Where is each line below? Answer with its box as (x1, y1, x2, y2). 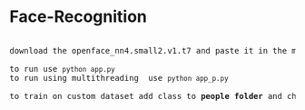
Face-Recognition (9, 6, 148, 27)
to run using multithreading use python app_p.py (9, 73, 229, 83)
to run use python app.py (9, 64, 115, 74)
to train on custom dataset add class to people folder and (9, 91, 283, 101)
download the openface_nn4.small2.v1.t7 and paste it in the (9, 45, 288, 55)
